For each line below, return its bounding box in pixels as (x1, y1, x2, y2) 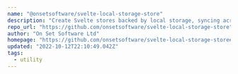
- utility (13, 56, 42, 63)
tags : (7, 50, 23, 57)
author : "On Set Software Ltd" (7, 30, 100, 37)
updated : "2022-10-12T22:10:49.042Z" (7, 43, 119, 50)
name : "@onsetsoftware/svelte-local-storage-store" (7, 10, 163, 18)
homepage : (7, 37, 37, 44)
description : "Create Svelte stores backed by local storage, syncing (7, 17, 220, 24)
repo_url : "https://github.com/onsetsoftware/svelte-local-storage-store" (7, 23, 233, 30)
